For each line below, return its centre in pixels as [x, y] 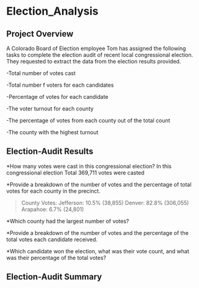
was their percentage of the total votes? [56, 257]
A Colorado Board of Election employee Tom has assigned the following [96, 48]
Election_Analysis [52, 11]
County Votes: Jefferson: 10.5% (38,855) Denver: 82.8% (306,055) [105, 203]
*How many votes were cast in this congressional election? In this [89, 166]
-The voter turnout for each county [50, 109]
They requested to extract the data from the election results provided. [94, 61]
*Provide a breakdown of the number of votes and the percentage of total [99, 184]
